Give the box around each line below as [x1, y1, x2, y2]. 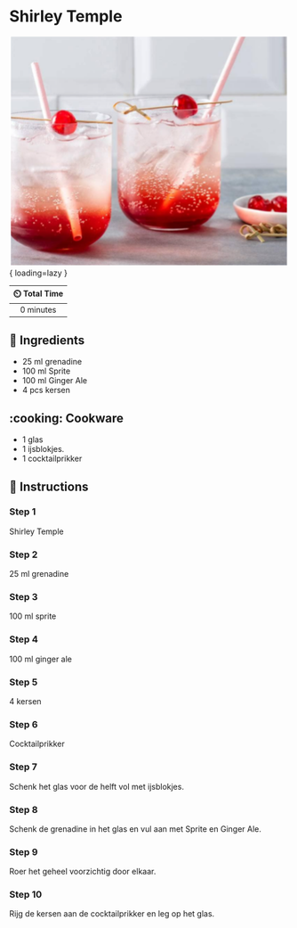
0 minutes [20, 305, 57, 315]
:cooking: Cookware [9, 410, 124, 425]
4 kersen [9, 696, 42, 706]
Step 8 [9, 803, 38, 816]
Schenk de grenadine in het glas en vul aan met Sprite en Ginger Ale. [9, 823, 262, 834]
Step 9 [9, 845, 38, 858]
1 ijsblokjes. [21, 444, 65, 455]
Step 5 [9, 676, 38, 688]
